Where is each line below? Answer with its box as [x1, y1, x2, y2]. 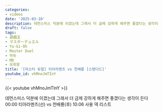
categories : [5, 7, 30, 12]
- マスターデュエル [5, 39, 39, 44]
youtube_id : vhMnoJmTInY [5, 72, 56, 76]
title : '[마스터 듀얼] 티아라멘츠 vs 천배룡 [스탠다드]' [5, 67, 107, 72]
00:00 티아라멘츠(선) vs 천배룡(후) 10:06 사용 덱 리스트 [5, 101, 112, 107]
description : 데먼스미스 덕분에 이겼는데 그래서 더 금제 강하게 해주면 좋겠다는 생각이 [5, 21, 159, 26]
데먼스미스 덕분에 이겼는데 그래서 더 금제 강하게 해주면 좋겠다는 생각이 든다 [5, 95, 149, 101]
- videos [5, 12, 23, 17]
